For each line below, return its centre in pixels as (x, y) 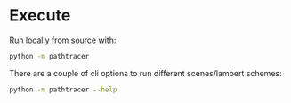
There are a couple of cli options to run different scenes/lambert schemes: (145, 73)
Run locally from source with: (63, 40)
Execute (40, 16)
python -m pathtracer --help (63, 90)
